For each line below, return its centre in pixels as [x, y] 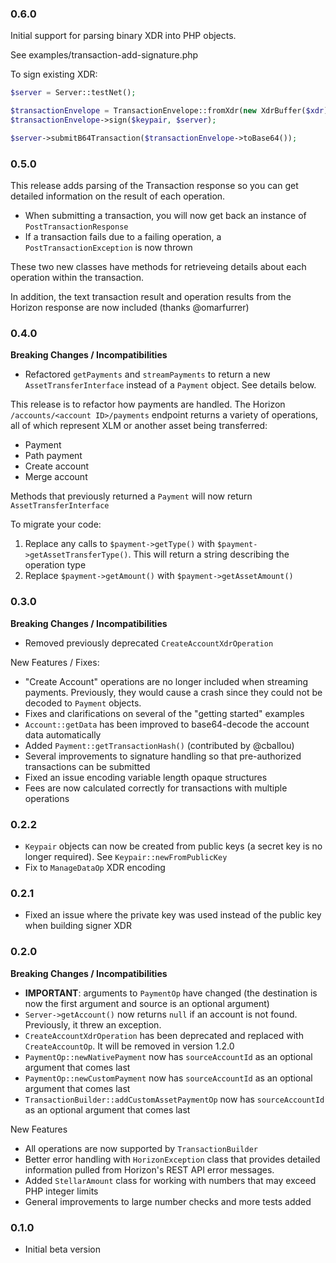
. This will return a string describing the [209, 554]
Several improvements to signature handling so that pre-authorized [163, 756]
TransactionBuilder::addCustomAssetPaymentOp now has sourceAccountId [174, 1099]
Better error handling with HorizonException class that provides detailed [172, 1159]
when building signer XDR [78, 926]
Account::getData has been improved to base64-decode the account [167, 724]
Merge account [56, 477]
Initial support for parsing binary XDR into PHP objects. [123, 36]
